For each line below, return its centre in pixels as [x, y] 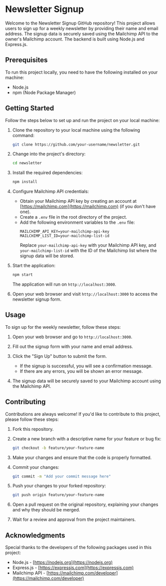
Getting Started [30, 108]
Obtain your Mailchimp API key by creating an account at [78, 201]
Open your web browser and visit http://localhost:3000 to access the [85, 294]
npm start [23, 275]
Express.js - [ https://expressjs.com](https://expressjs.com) [73, 568]
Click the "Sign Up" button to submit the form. [60, 356]
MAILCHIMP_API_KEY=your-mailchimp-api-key [65, 232]
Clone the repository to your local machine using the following [76, 130]
